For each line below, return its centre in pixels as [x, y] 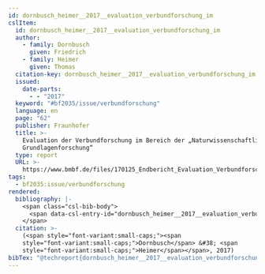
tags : [17, 177]
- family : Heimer [51, 60]
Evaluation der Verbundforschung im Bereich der [104, 140]
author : [28, 38]
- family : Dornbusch [56, 45]
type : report [37, 155]
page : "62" [33, 118]
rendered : [24, 191]
